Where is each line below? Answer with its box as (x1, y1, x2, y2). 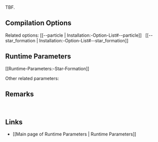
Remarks (5, 90, 34, 99)
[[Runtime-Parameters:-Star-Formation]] (5, 65, 89, 72)
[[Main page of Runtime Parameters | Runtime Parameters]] (12, 131, 136, 137)
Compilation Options (5, 19, 72, 27)
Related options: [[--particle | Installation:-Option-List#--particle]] (5, 32, 142, 38)
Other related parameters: (5, 75, 59, 81)
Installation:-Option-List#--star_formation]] (39, 37, 129, 43)
